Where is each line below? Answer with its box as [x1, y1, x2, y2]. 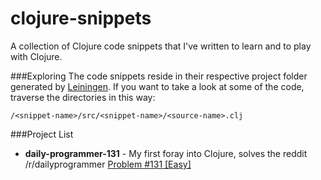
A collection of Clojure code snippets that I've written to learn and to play [10, 40, 312, 52]
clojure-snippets [10, 7, 152, 30]
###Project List [10, 128, 74, 140]
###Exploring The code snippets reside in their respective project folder [10, 70, 308, 82]
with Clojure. [10, 50, 63, 62]
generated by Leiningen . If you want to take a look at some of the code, [10, 80, 305, 92]
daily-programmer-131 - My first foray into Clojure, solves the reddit [24, 147, 308, 159]
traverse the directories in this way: [10, 91, 156, 103]
